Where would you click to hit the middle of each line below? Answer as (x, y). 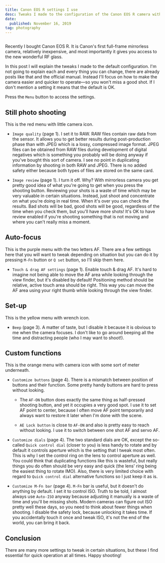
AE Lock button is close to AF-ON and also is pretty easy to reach (84, 425)
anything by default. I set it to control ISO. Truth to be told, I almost (79, 492)
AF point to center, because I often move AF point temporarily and (86, 410)
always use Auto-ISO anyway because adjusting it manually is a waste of (85, 496)
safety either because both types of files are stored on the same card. (83, 170)
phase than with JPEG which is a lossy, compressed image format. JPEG (86, 144)
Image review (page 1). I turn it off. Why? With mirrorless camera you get (85, 180)
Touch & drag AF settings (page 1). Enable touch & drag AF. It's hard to (84, 269)
